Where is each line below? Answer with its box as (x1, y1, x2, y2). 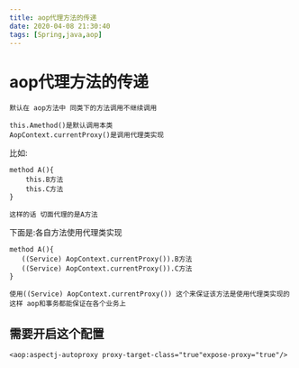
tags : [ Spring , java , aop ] (9, 30, 103, 39)
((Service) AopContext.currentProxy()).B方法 (21, 254, 193, 264)
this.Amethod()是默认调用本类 (9, 121, 113, 131)
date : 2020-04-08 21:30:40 (9, 22, 111, 31)
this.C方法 (25, 185, 64, 194)
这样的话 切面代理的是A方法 (9, 210, 99, 219)
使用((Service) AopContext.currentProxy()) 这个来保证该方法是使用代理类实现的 (9, 290, 290, 299)
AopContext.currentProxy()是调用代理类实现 (9, 131, 165, 140)
